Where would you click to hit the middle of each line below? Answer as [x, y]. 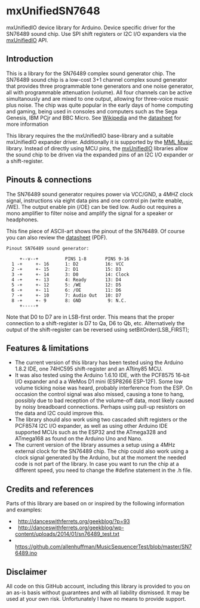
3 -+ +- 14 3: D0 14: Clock [70, 274]
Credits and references [50, 489]
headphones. [22, 220]
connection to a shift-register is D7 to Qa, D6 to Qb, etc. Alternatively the [96, 323]
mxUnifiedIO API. [27, 40]
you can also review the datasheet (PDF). [57, 237]
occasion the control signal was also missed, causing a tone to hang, [99, 394]
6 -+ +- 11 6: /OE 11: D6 [66, 290]
